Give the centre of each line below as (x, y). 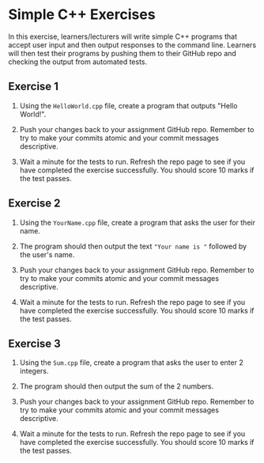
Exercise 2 (34, 203)
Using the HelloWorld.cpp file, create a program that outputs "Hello (128, 105)
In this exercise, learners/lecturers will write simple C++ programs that (123, 36)
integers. (34, 371)
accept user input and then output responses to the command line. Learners (132, 44)
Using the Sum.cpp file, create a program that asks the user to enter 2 (131, 362)
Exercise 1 (34, 87)
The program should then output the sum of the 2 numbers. (117, 386)
